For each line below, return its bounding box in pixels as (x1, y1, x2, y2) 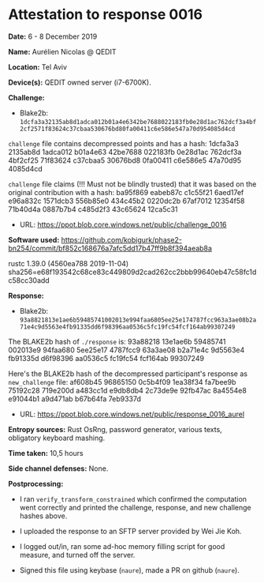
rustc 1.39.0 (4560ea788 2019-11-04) (8, 258, 129, 268)
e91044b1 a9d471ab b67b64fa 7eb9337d (8, 393, 142, 404)
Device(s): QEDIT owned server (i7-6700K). (8, 77, 151, 87)
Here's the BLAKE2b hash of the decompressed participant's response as (8, 369, 248, 378)
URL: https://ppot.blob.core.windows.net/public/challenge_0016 (19, 220, 227, 229)
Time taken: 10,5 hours (8, 448, 84, 457)
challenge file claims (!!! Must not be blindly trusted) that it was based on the (8, 179, 257, 189)
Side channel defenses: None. (8, 464, 109, 473)
